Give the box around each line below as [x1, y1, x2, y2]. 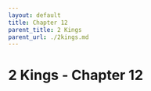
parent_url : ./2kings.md [8, 33, 89, 41]
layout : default [8, 11, 61, 19]
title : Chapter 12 [8, 19, 68, 26]
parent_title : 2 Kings [8, 26, 82, 33]
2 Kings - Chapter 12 [8, 67, 143, 84]
